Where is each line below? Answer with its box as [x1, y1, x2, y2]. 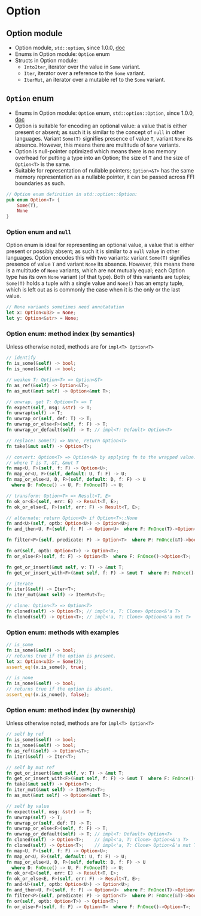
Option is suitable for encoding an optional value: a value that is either [14, 122, 187, 129]
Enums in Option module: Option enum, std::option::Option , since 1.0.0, [14, 109, 194, 117]
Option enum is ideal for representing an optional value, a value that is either [6, 242, 194, 249]
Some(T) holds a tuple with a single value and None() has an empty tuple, [6, 279, 184, 287]
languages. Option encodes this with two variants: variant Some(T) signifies [6, 254, 190, 261]
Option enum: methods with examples [6, 628, 120, 637]
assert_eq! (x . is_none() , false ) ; [6, 692, 90, 698]
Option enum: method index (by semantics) [6, 329, 135, 338]
